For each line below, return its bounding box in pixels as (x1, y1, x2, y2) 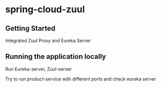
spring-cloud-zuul (5, 4, 85, 15)
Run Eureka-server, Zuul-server (5, 66, 72, 72)
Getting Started (5, 24, 56, 33)
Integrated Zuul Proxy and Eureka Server (5, 37, 91, 43)
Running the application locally (5, 52, 106, 61)
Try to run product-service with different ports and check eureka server (5, 76, 156, 82)
